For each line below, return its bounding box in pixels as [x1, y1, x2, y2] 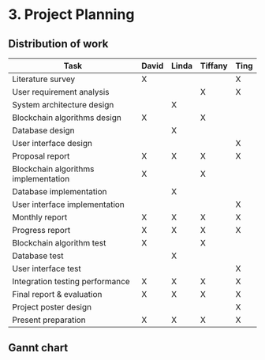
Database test [12, 250, 64, 261]
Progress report [12, 225, 71, 235]
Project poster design [12, 302, 92, 313]
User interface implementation [12, 199, 125, 210]
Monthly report [12, 212, 68, 223]
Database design [12, 125, 75, 136]
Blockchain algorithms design [12, 112, 122, 123]
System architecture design [12, 99, 114, 110]
